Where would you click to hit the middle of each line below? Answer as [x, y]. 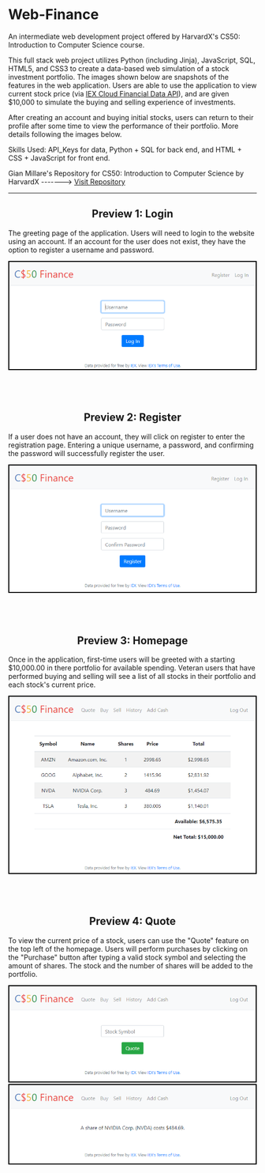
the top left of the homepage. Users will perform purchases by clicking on [128, 949]
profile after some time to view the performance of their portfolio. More [123, 126]
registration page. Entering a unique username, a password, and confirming [131, 445]
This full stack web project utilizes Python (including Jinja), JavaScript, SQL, [132, 60]
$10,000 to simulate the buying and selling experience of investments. [122, 102]
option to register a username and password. [81, 250]
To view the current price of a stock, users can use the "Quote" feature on [129, 940]
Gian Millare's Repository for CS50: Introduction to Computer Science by [126, 173]
